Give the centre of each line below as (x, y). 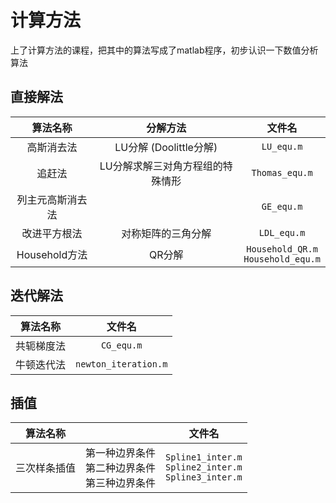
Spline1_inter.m (204, 457)
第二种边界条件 (121, 468)
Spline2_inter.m (204, 467)
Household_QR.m (282, 249)
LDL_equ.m (282, 232)
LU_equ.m (282, 146)
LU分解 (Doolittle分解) (166, 147)
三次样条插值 (46, 468)
